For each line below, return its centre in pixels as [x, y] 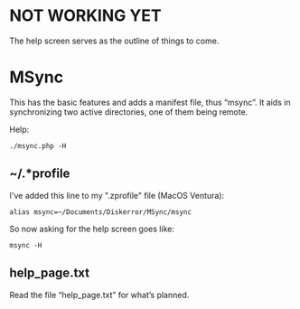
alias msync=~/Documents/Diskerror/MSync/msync [101, 212]
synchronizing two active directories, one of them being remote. [129, 112]
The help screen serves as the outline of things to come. [114, 41]
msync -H [26, 245]
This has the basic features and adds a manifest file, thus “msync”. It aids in [150, 102]
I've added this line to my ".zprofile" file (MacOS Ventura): [117, 195]
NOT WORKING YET [85, 16]
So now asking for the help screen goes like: [92, 229]
